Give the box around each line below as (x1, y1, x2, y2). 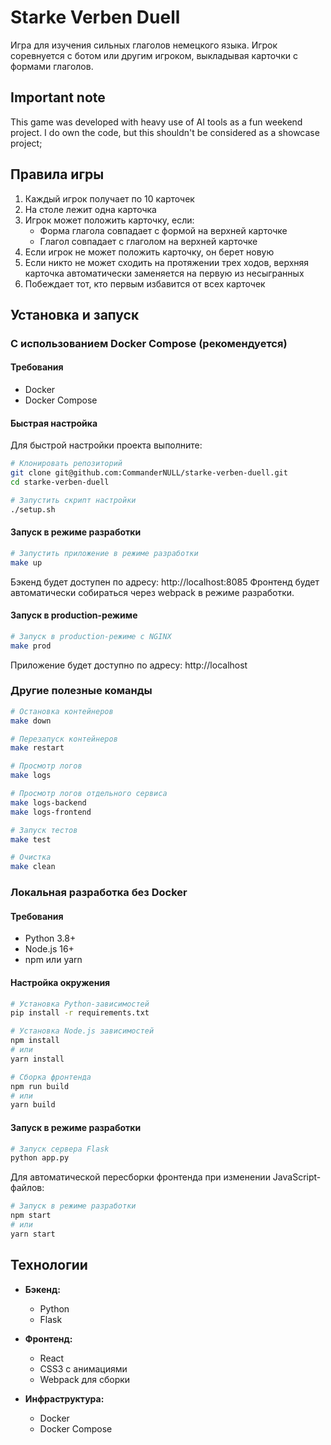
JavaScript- (272, 1171, 322, 1183)
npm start (10, 1211, 52, 1221)
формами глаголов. (10, 60, 94, 72)
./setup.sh (10, 504, 56, 515)
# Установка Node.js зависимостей (10, 1026, 155, 1036)
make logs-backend (10, 797, 87, 808)
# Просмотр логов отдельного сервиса (10, 789, 168, 799)
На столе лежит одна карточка (24, 203, 157, 215)
